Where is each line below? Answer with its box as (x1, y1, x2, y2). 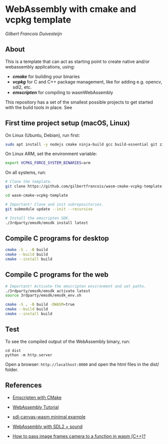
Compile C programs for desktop (5, 234, 109, 242)
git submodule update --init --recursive (5, 206, 93, 211)
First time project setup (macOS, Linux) (5, 119, 130, 127)
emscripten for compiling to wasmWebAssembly (12, 89, 113, 95)
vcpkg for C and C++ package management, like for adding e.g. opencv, (12, 78, 162, 84)
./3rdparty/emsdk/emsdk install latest (5, 220, 88, 225)
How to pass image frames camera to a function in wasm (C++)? (12, 433, 146, 439)
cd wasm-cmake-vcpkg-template (5, 193, 68, 198)
